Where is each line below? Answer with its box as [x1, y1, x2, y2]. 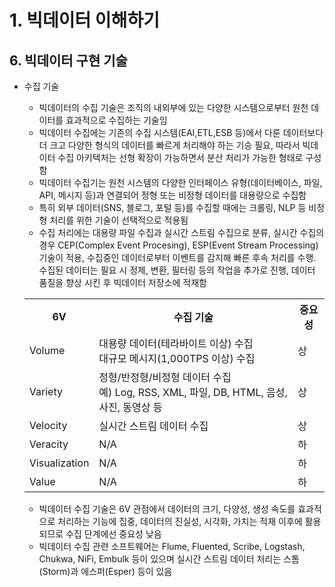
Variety [28, 385, 63, 398]
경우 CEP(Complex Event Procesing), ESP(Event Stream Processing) [38, 239, 319, 251]
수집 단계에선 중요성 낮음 [65, 528, 162, 540]
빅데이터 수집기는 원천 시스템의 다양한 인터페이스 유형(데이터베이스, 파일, [38, 177, 323, 188]
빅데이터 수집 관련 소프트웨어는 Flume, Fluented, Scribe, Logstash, [38, 541, 306, 552]
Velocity [28, 419, 68, 432]
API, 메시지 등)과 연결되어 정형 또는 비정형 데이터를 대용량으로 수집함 [38, 189, 307, 201]
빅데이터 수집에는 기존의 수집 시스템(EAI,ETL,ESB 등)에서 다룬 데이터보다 [38, 127, 324, 138]
